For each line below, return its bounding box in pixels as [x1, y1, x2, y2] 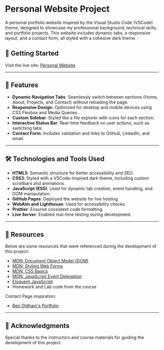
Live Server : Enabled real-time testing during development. [12, 211, 132, 218]
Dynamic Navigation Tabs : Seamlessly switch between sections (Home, [12, 94, 158, 100]
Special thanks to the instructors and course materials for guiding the [5, 334, 144, 340]
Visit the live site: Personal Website [5, 62, 76, 68]
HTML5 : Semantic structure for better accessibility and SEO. [12, 170, 134, 176]
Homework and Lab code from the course [12, 284, 97, 290]
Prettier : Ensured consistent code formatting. [12, 206, 104, 212]
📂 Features [5, 81, 39, 89]
